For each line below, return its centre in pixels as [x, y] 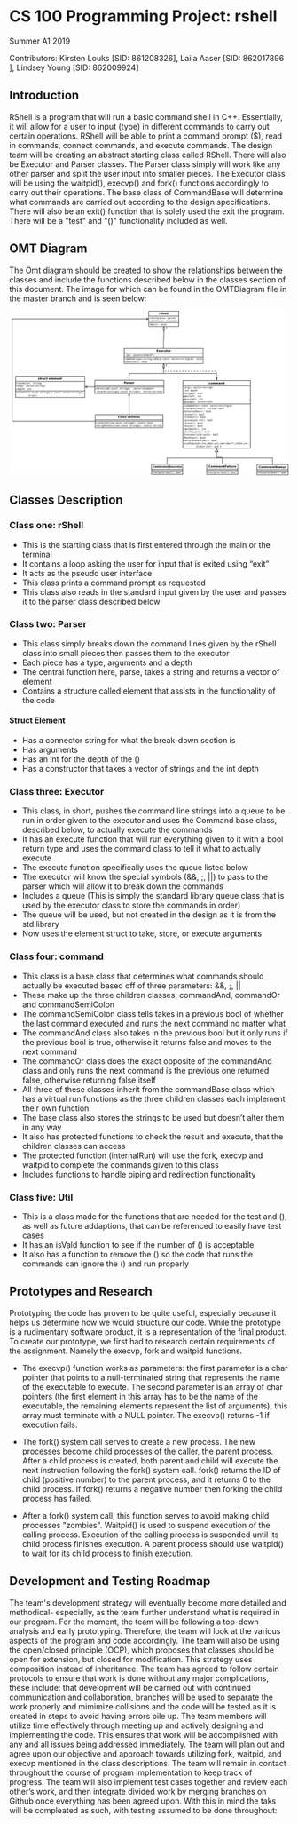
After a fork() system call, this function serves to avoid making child [145, 1515]
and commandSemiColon [68, 1004]
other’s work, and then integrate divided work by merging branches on [138, 1791]
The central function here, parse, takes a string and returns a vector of [151, 671]
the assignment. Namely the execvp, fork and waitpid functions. [126, 1351]
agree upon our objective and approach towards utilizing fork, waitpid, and [145, 1753]
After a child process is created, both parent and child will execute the [150, 1460]
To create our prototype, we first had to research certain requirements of [142, 1341]
